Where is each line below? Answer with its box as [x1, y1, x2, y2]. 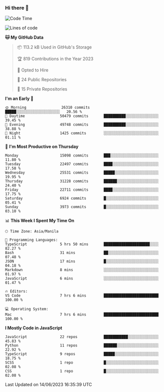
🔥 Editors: [5, 289, 28, 294]
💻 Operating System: [5, 307, 49, 312]
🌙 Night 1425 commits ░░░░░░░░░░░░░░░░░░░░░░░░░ [5, 131, 159, 136]
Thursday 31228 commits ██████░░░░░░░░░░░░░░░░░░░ [5, 179, 159, 184]
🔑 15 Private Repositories [17, 86, 68, 92]
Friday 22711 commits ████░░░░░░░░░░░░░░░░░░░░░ [5, 187, 159, 192]
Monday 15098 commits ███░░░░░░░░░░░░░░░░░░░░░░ [5, 153, 159, 158]
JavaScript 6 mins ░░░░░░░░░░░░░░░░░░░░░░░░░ [5, 276, 159, 281]
